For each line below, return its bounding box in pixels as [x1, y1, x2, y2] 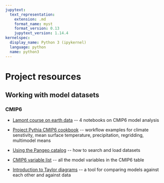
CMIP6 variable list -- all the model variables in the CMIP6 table [12, 157, 144, 163]
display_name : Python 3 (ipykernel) [10, 40, 87, 45]
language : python [10, 45, 46, 50]
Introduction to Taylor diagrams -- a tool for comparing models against [12, 166, 159, 173]
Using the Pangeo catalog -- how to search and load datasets [12, 147, 141, 153]
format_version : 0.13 [14, 26, 59, 31]
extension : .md [14, 17, 46, 22]
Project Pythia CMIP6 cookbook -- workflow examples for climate [12, 127, 149, 133]
